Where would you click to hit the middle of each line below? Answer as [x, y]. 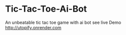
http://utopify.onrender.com [33, 27]
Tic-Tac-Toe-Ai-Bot [46, 9]
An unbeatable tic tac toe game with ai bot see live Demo [63, 22]
